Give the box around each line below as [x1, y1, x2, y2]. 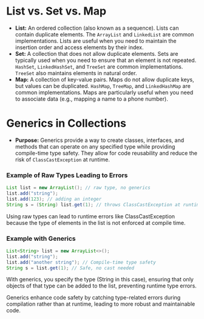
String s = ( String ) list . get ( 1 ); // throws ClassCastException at [6, 201, 181, 207]
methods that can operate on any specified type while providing [15, 143, 175, 150]
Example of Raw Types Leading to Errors [6, 171, 128, 180]
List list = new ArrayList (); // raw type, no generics [6, 185, 151, 191]
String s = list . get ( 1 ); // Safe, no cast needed [6, 265, 135, 271]
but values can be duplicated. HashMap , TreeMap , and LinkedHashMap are [15, 82, 191, 89]
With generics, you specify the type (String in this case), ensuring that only [6, 276, 194, 283]
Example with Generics [6, 234, 76, 243]
